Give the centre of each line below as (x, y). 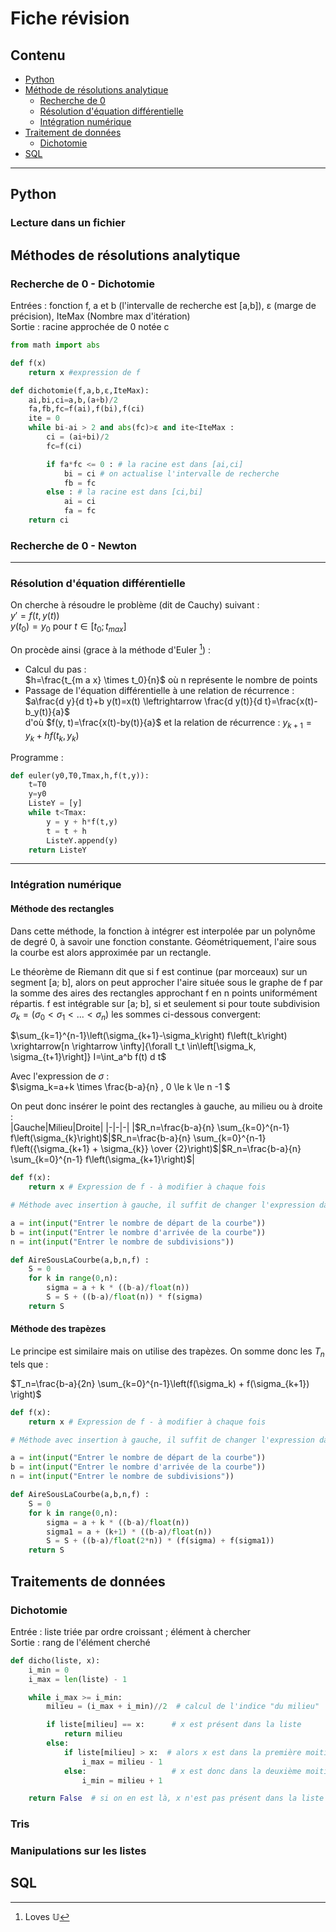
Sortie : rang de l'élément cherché (80, 1642)
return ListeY (57, 850)
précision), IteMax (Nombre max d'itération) (100, 316)
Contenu (38, 55)
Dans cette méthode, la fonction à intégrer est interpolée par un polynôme (163, 931)
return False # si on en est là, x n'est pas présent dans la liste (176, 1798)
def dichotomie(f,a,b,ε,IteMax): (80, 390)
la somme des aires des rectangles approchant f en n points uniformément (164, 993)
